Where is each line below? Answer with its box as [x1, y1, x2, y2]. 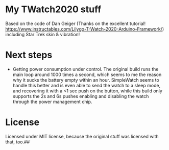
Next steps [5, 49, 53, 61]
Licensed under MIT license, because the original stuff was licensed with [5, 133, 159, 139]
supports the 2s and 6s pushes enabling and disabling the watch [12, 93, 149, 99]
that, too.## [5, 139, 30, 145]
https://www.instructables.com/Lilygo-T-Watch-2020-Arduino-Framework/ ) [5, 26, 164, 32]
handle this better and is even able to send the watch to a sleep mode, [12, 82, 161, 88]
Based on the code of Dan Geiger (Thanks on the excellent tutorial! [5, 20, 146, 27]
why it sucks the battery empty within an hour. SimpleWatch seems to [12, 77, 159, 83]
